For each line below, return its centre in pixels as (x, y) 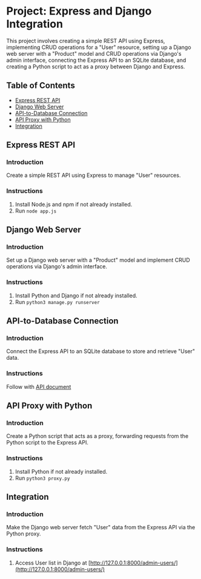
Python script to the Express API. (48, 443)
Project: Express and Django (79, 11)
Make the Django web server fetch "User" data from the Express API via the (101, 528)
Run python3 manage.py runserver (57, 302)
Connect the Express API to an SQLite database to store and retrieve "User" (101, 351)
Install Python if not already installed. (61, 471)
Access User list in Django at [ (53, 563)
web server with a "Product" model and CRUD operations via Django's (94, 53)
